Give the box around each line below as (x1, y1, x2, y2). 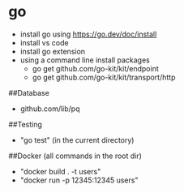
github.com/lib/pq (19, 104, 80, 114)
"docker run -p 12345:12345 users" (19, 175, 139, 185)
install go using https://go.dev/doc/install (19, 29, 157, 39)
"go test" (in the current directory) (19, 135, 135, 144)
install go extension (19, 46, 86, 56)
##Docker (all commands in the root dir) (8, 151, 142, 161)
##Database (8, 88, 50, 97)
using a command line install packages (19, 55, 150, 65)
